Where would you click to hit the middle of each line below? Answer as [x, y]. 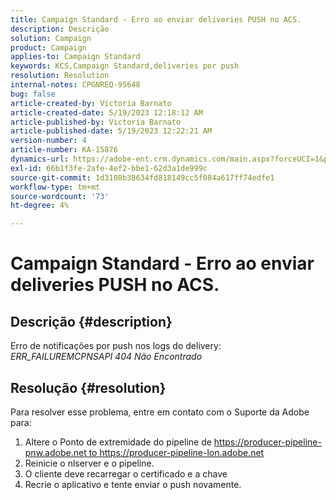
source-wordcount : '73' [60, 196]
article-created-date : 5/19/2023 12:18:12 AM [106, 112]
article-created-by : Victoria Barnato [91, 103]
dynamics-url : [40, 159]
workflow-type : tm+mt [55, 187]
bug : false [33, 94]
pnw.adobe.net [55, 452]
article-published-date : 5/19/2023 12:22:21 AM [111, 131]
